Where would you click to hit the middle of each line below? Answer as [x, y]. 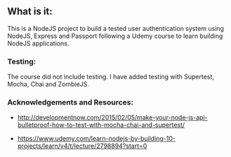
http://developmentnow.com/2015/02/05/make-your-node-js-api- [113, 118]
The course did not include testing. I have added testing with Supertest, [111, 77]
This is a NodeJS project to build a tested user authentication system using [116, 28]
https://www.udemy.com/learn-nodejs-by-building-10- [97, 139]
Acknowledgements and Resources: [70, 102]
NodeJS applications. [38, 43]
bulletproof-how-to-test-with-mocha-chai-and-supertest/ [101, 125]
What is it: [30, 12]
